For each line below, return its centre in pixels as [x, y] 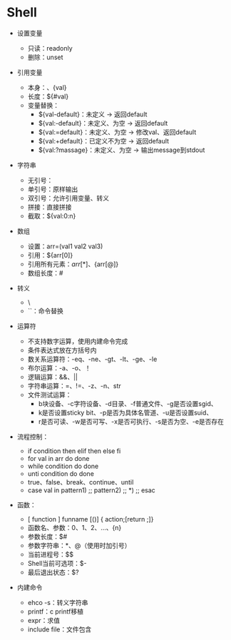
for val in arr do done [58, 458]
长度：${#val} [48, 96]
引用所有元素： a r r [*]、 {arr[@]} [73, 264]
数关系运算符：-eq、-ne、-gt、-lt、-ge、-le [92, 359]
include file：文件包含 [60, 629]
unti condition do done [61, 473]
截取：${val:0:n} [52, 215]
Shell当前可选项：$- [57, 563]
